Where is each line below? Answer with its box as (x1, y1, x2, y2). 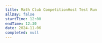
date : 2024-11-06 (5, 26, 41, 31)
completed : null (5, 30, 39, 35)
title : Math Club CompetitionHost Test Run (5, 7, 97, 12)
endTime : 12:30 (5, 21, 37, 26)
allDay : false (5, 12, 35, 17)
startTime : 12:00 (5, 16, 41, 21)
